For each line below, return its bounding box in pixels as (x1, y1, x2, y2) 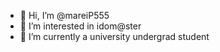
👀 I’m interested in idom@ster (19, 20, 142, 32)
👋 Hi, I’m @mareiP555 (19, 10, 110, 21)
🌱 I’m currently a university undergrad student (19, 31, 210, 42)
